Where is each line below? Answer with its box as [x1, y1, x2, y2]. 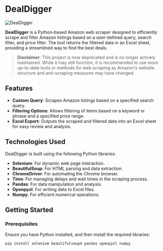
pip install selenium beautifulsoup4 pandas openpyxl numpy [5, 241, 131, 246]
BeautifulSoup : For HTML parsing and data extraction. [12, 166, 123, 171]
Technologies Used [5, 138, 65, 146]
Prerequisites [5, 220, 38, 227]
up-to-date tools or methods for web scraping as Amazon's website [17, 65, 155, 71]
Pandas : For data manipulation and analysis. [12, 181, 102, 187]
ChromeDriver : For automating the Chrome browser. [12, 170, 119, 176]
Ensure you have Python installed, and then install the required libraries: [5, 232, 150, 238]
